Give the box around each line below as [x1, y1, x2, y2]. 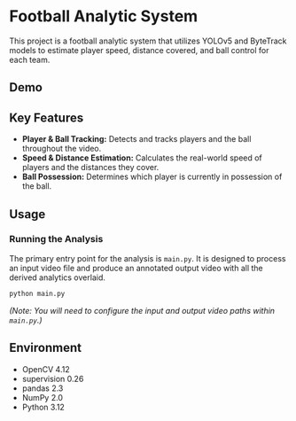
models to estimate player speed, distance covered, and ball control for [9, 44, 269, 55]
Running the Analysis [9, 233, 104, 246]
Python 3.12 [21, 402, 65, 412]
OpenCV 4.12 [21, 363, 70, 374]
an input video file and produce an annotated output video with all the [9, 262, 263, 273]
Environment [9, 340, 82, 355]
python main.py [9, 289, 66, 298]
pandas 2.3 [21, 383, 64, 394]
